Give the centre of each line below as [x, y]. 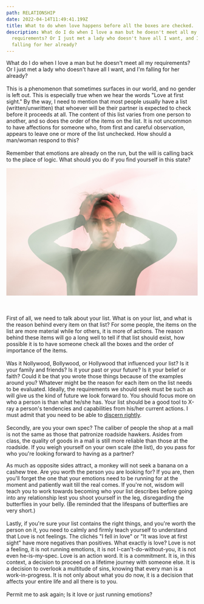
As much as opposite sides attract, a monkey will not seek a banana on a [97, 466]
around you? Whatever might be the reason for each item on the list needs [99, 383]
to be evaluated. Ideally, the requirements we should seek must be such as [100, 389]
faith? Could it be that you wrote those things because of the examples [95, 376]
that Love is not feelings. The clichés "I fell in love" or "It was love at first [97, 537]
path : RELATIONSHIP [31, 13]
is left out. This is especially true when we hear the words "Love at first [95, 95]
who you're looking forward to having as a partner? [70, 454]
